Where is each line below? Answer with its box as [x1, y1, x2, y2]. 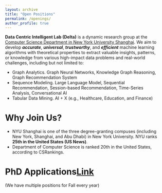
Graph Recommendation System [12, 75, 77, 80]
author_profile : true [5, 20, 49, 26]
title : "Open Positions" [5, 12, 55, 17]
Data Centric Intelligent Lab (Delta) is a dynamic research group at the [5, 34, 147, 40]
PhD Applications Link [5, 166, 94, 177]
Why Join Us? [5, 113, 62, 123]
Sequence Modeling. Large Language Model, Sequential [12, 80, 125, 86]
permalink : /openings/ [5, 16, 51, 21]
